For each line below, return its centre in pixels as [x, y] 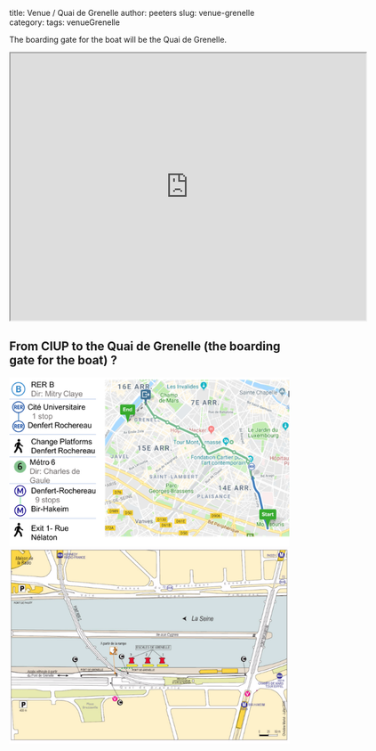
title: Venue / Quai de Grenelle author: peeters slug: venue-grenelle [132, 13]
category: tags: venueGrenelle [64, 22]
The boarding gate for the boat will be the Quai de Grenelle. [118, 40]
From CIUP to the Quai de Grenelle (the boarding [145, 347]
